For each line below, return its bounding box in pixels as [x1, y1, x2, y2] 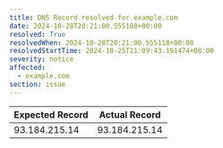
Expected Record [13, 109, 89, 121]
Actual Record [99, 109, 161, 121]
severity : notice [9, 55, 74, 64]
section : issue [9, 80, 66, 89]
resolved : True [9, 30, 66, 39]
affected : [9, 64, 47, 73]
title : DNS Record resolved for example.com [9, 13, 178, 22]
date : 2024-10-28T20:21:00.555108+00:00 [9, 22, 163, 30]
